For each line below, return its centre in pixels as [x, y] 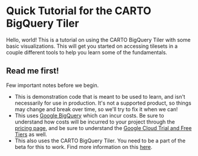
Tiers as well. [31, 134]
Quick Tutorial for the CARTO [79, 11]
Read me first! [33, 71]
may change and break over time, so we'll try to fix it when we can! [96, 109]
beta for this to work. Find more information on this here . [83, 147]
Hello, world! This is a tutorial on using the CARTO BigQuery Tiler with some [98, 40]
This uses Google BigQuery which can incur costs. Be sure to [89, 115]
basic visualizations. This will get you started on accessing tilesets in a [92, 46]
